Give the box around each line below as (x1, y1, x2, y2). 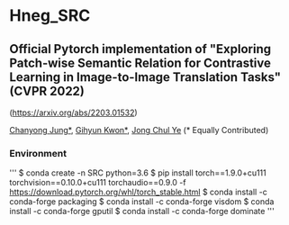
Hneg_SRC (9, 5, 91, 26)
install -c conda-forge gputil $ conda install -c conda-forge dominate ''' (9, 206, 275, 217)
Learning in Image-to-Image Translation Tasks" (9, 69, 282, 85)
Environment (9, 147, 68, 159)
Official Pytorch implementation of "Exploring (9, 41, 272, 57)
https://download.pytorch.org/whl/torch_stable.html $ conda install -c (9, 186, 267, 198)
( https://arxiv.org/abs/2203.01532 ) (9, 107, 138, 118)
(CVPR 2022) (9, 83, 86, 99)
